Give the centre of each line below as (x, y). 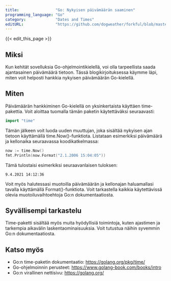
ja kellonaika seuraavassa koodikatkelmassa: (52, 141)
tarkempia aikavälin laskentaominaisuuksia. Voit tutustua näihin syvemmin (83, 228)
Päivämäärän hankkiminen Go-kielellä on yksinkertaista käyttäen (73, 106)
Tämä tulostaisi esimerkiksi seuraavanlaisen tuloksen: (62, 165)
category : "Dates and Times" (50, 19)
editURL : (15, 24)
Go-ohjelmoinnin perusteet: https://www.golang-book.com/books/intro (87, 267)
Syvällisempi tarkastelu (44, 210)
